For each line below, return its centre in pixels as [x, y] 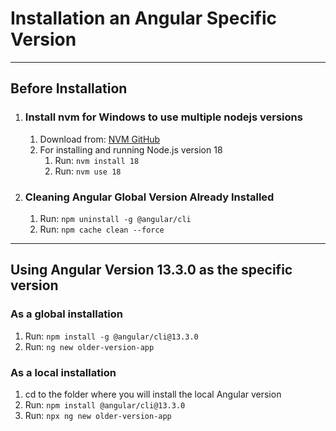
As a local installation [63, 372]
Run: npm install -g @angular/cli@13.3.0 [111, 336]
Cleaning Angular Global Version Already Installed [149, 197]
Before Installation [69, 88]
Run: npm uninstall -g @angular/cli [115, 218]
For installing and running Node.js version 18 [131, 149]
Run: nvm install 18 [97, 160]
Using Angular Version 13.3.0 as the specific [151, 270]
